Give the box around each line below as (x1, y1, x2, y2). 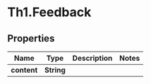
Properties (7, 32, 55, 44)
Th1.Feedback (7, 4, 92, 20)
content (11, 65, 38, 75)
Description (72, 54, 113, 63)
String (44, 65, 66, 75)
